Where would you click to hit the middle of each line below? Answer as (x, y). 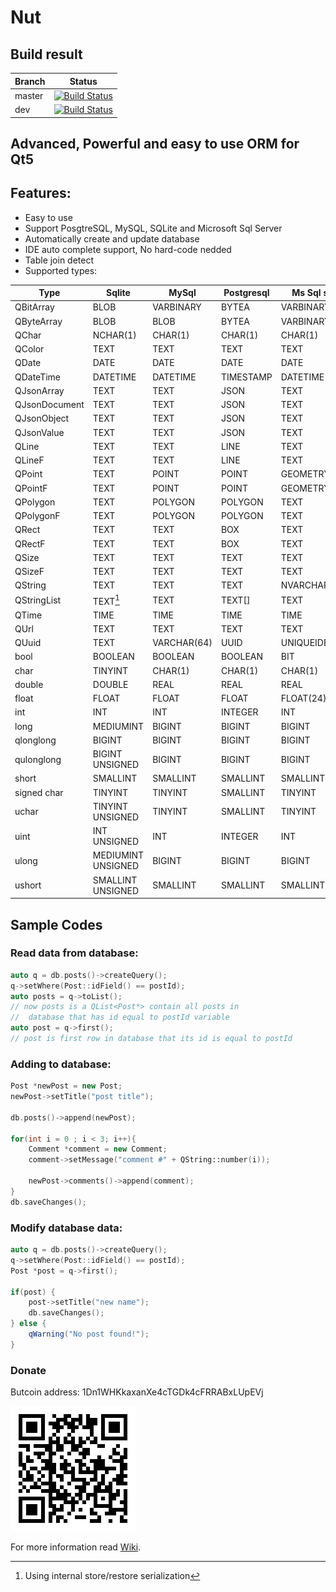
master (29, 95)
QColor (29, 349)
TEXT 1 (106, 600)
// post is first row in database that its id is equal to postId (151, 1039)
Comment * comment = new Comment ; (98, 1149)
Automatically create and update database (112, 238)
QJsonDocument (49, 405)
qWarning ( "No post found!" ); (89, 1334)
